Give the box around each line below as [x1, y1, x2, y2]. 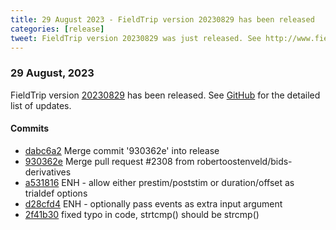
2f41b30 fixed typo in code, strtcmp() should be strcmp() [24, 208, 260, 220]
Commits [10, 122, 50, 135]
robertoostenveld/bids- [196, 155, 293, 167]
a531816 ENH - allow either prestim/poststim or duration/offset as [24, 176, 295, 188]
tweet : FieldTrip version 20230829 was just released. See [10, 33, 262, 43]
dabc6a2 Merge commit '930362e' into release [24, 144, 220, 156]
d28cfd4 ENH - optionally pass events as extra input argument [24, 197, 283, 210]
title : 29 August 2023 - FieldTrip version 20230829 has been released [10, 14, 315, 25]
